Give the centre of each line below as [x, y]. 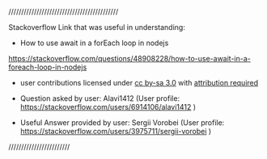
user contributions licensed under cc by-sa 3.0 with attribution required [139, 83]
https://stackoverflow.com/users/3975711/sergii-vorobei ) [116, 131]
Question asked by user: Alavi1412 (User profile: [100, 98]
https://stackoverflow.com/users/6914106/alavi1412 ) [108, 107]
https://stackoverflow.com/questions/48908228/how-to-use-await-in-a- [129, 59]
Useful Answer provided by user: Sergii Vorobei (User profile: [122, 123]
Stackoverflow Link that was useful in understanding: [97, 27]
